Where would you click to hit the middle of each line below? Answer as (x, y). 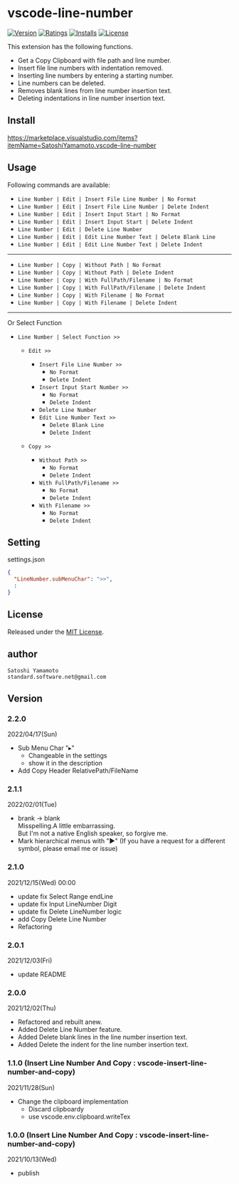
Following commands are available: (59, 185)
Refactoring (35, 926)
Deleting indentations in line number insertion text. (91, 98)
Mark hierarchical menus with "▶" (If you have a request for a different (121, 841)
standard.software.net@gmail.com (57, 677)
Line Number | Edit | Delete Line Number (80, 229)
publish (28, 1173)
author (22, 654)
